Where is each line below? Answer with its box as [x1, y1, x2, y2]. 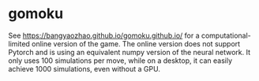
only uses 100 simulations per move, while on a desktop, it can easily [8, 56, 233, 65]
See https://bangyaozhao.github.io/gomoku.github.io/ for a [8, 31, 200, 40]
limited [8, 39, 30, 48]
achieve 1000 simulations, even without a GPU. [8, 64, 160, 73]
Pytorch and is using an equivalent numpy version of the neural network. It [8, 47, 251, 57]
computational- [201, 31, 251, 40]
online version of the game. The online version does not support [31, 39, 241, 48]
